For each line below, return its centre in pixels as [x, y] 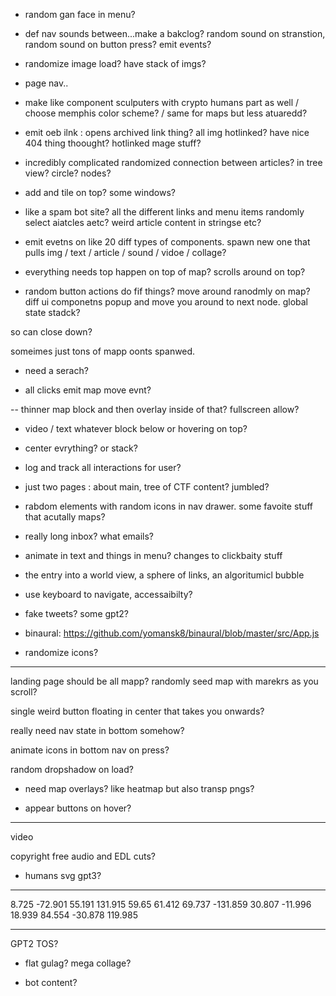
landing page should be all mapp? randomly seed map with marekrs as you [164, 681]
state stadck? [52, 312]
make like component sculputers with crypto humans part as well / [162, 102]
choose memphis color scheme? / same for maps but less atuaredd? [166, 113]
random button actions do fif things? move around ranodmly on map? [167, 291]
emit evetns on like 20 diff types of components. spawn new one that [167, 242]
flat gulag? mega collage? [78, 963]
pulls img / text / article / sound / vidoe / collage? [125, 252]
